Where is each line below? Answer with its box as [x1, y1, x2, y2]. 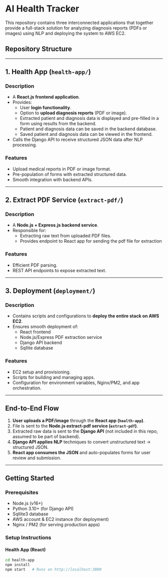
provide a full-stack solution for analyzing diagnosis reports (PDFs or [5, 25, 147, 31]
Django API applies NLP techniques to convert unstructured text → [12, 439, 151, 445]
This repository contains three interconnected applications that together [5, 20, 153, 26]
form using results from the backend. [19, 121, 96, 127]
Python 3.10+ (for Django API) [12, 506, 74, 512]
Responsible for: [12, 228, 46, 234]
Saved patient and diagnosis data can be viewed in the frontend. [19, 131, 153, 137]
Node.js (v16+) [12, 500, 43, 506]
